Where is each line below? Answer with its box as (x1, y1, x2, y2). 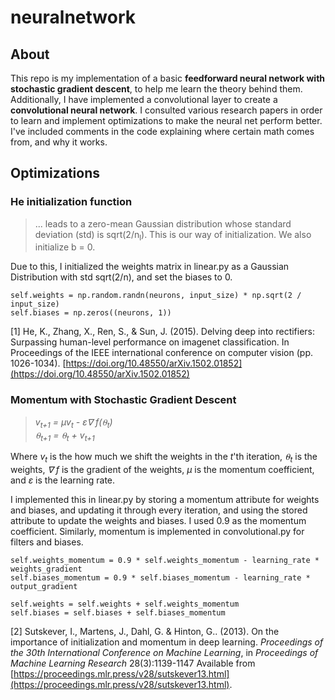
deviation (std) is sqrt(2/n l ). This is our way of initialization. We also (34, 228, 312, 243)
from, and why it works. (10, 136, 108, 148)
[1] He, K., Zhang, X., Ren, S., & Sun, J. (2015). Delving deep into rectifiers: (10, 326, 316, 338)
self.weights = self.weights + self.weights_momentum (10, 599, 240, 610)
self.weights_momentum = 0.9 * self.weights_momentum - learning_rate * (10, 556, 320, 566)
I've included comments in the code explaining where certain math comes (10, 126, 315, 137)
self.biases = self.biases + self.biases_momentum (10, 608, 226, 618)
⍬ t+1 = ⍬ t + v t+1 (34, 429, 95, 443)
